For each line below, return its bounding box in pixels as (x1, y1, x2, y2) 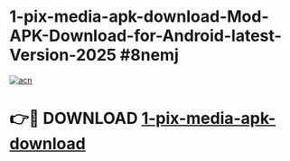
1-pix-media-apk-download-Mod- (9, 6, 269, 27)
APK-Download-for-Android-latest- (9, 25, 282, 46)
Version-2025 (9, 45, 117, 65)
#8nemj (119, 45, 179, 65)
